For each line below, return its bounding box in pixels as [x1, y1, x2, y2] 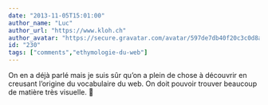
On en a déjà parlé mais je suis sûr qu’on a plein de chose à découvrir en [8, 71, 247, 80]
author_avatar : [8, 33, 59, 42]
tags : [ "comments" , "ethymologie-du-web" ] [8, 49, 148, 56]
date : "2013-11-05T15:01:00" [8, 11, 105, 20]
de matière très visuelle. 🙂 [8, 87, 94, 96]
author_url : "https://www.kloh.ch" [8, 26, 127, 34]
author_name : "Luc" [8, 19, 73, 27]
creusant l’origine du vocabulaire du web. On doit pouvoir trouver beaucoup [8, 79, 258, 88]
